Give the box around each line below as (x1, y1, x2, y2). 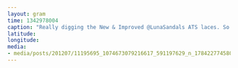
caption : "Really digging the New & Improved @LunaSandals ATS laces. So (7, 23, 230, 30)
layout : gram (7, 10, 46, 18)
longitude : (7, 37, 40, 44)
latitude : (7, 30, 37, 38)
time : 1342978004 (7, 17, 59, 24)
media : (7, 43, 27, 50)
